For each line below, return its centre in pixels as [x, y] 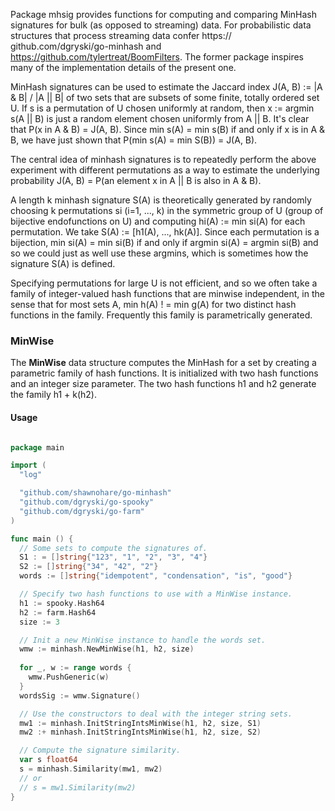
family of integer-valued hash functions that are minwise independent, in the [167, 293]
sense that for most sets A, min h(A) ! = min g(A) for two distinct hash [153, 304]
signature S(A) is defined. [63, 263]
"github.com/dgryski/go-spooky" [87, 502]
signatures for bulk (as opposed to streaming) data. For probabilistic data [161, 25]
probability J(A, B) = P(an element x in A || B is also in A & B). [136, 180]
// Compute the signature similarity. [100, 750]
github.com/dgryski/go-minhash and [86, 46]
